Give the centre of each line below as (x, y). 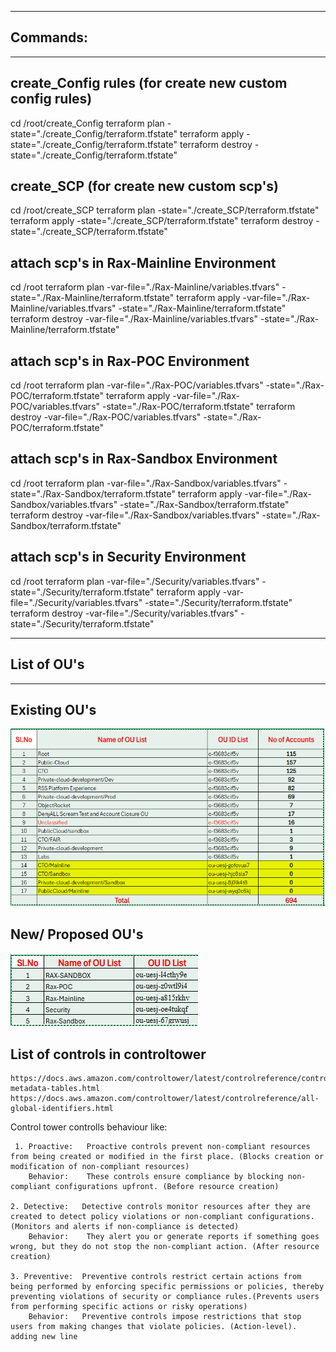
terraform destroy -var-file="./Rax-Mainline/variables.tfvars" (134, 319)
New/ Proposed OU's (77, 934)
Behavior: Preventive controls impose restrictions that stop (165, 1316)
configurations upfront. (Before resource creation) (167, 1186)
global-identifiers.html (62, 1108)
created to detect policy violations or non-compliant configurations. (162, 1216)
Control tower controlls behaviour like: (89, 1127)
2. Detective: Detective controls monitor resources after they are (160, 1206)
